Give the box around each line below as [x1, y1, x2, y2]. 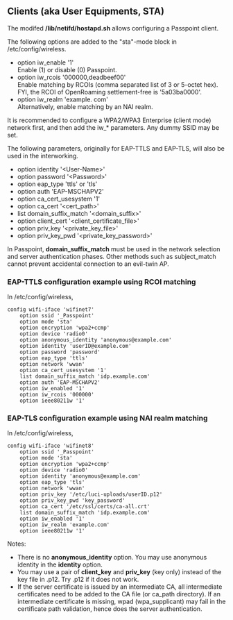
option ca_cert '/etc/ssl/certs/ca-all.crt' [19, 503, 150, 510]
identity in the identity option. [17, 560, 103, 569]
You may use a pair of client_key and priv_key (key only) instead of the [17, 568, 222, 576]
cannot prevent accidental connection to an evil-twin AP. [7, 260, 170, 268]
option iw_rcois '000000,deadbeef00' [17, 73, 126, 81]
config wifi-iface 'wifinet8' [7, 442, 95, 450]
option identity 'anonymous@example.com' [19, 473, 141, 480]
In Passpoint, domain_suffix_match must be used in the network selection [7, 244, 221, 253]
